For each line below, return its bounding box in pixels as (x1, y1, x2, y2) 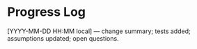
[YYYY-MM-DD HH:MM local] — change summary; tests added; (7, 27, 191, 35)
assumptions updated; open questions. (7, 34, 120, 42)
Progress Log (7, 4, 86, 20)
